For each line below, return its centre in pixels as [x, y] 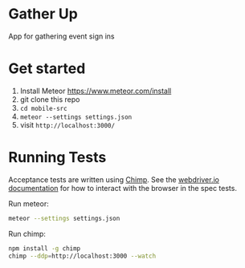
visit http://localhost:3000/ [67, 124]
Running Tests [57, 158]
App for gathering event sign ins [61, 36]
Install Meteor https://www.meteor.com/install [96, 91]
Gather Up [43, 14]
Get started [47, 69]
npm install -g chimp [45, 248]
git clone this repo [50, 99]
